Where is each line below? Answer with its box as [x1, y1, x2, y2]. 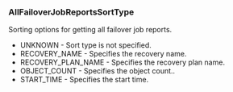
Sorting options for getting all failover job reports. [8, 25, 173, 35]
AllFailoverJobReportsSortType [8, 6, 135, 18]
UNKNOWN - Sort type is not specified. [19, 40, 152, 50]
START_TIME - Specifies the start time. [19, 75, 149, 85]
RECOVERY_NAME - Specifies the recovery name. [19, 49, 187, 59]
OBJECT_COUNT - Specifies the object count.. [19, 66, 176, 76]
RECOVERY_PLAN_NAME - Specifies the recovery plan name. [19, 57, 226, 67]
